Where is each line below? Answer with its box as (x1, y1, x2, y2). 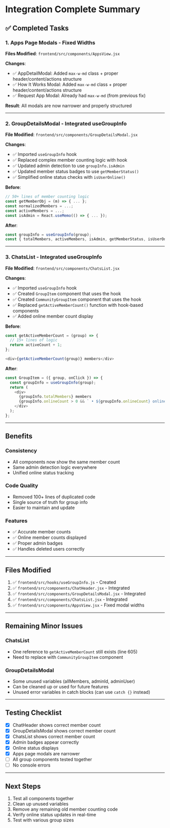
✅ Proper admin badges (12, 540, 63, 547)
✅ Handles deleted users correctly (12, 546, 85, 552)
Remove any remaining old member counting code (12, 806, 118, 812)
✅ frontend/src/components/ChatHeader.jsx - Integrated (12, 585, 130, 591)
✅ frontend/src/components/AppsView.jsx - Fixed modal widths (12, 602, 145, 608)
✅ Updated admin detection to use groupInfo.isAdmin (12, 163, 125, 169)
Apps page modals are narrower (12, 751, 80, 757)
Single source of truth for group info (12, 499, 88, 505)
